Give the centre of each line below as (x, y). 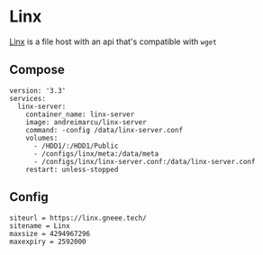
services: (28, 98)
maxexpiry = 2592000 (48, 241)
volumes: (42, 138)
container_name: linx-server (80, 114)
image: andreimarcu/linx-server (86, 122)
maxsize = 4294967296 (50, 233)
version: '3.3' (38, 91)
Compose (37, 70)
